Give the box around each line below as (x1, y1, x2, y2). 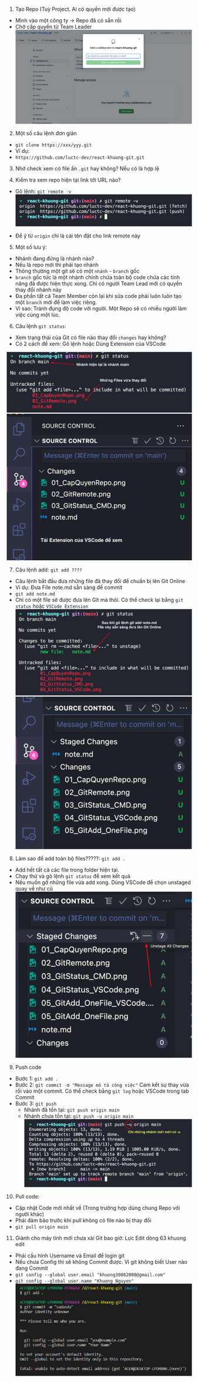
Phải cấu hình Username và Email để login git (15, 1252, 125, 1259)
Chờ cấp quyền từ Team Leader (15, 24, 92, 30)
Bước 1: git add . (15, 1075, 58, 1082)
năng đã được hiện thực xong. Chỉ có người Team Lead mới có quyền (15, 280, 183, 287)
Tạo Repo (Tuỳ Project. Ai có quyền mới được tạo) (15, 6, 136, 12)
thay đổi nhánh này (15, 286, 62, 293)
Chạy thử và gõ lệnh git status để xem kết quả (15, 872, 131, 879)
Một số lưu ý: (15, 244, 48, 251)
